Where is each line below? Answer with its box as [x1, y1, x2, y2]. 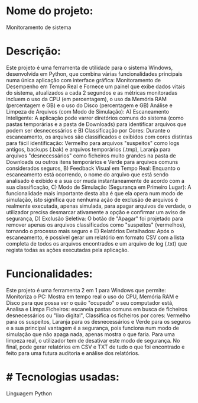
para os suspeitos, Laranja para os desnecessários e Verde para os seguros [6, 318, 191, 325]
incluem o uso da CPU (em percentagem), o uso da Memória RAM [6, 95, 167, 102]
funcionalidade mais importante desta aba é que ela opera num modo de [6, 189, 183, 196]
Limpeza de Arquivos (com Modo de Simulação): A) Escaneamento [6, 108, 170, 115]
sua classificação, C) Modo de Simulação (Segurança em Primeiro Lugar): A [6, 183, 191, 191]
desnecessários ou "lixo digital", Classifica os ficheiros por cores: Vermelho [6, 312, 190, 319]
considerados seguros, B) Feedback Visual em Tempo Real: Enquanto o [6, 165, 180, 172]
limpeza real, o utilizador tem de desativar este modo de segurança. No [6, 337, 180, 344]
